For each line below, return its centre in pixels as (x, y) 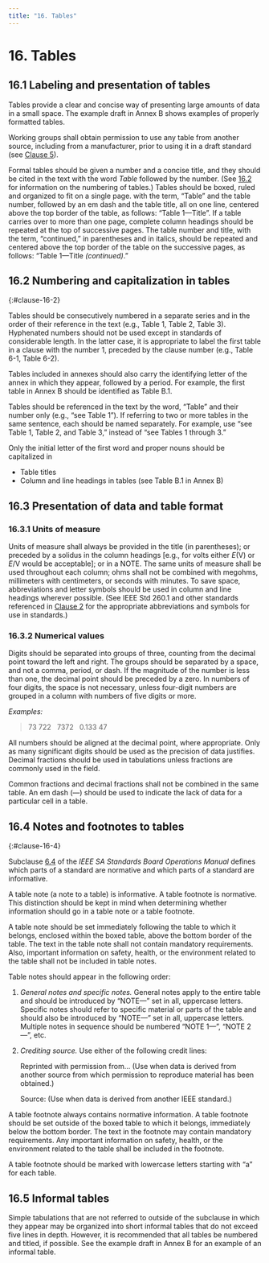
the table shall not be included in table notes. (83, 961)
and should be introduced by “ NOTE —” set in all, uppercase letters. (131, 1001)
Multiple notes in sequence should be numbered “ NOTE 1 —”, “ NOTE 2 (135, 1026)
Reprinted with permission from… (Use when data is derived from (128, 1067)
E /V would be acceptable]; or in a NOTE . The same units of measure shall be (135, 563)
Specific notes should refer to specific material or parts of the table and (138, 1009)
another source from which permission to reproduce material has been (137, 1075)
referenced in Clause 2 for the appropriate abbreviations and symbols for (129, 607)
